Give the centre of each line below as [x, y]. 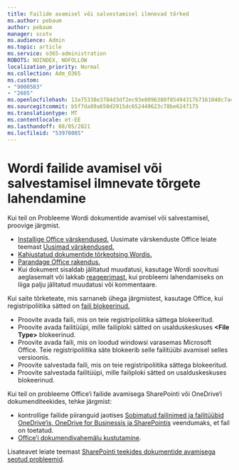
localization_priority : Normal [54, 67]
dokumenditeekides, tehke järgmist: [60, 402]
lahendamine [47, 198]
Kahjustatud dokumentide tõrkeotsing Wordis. [85, 255]
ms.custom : [23, 80]
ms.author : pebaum [34, 21]
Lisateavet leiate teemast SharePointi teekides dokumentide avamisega [111, 452]
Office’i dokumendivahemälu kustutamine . [79, 438]
